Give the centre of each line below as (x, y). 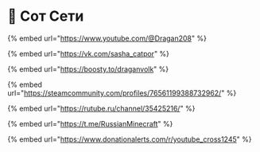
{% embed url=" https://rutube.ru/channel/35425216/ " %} (101, 108)
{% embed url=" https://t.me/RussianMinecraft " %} (90, 123)
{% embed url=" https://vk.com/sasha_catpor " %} (89, 53)
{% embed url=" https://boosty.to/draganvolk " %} (88, 69)
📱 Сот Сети (46, 16)
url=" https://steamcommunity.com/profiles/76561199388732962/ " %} (122, 93)
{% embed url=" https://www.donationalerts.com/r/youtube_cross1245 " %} (130, 139)
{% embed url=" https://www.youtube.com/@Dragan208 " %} (107, 38)
